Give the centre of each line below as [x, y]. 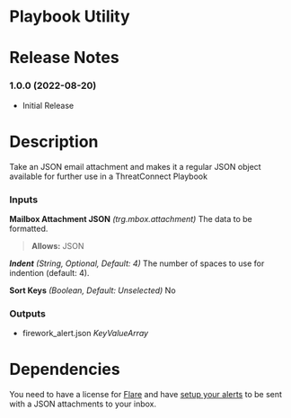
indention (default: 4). [49, 272]
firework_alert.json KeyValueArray [85, 334]
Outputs [28, 314]
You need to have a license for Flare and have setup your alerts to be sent [146, 395]
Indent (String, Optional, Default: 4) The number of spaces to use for [137, 263]
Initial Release [48, 105]
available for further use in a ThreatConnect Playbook [109, 176]
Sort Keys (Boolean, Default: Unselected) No [93, 290]
